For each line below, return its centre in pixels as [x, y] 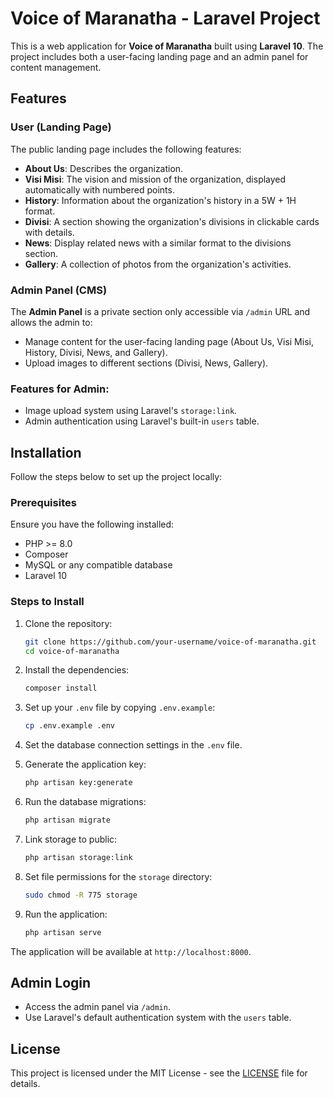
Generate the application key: [85, 764]
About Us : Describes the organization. [104, 168]
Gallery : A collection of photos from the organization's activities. [158, 264]
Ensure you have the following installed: [92, 524]
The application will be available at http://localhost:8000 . [131, 951]
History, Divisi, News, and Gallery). [96, 352]
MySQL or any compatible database [98, 565]
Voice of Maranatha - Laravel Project [165, 18]
